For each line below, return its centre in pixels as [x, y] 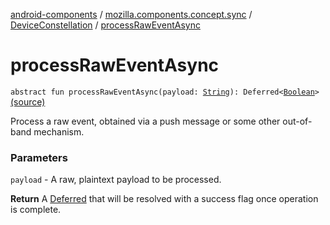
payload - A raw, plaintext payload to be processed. [116, 180]
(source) [28, 101]
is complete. [36, 210]
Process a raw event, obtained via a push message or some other [145, 121]
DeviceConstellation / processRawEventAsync [105, 25]
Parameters [39, 157]
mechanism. [59, 131]
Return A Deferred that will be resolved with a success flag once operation [164, 199]
